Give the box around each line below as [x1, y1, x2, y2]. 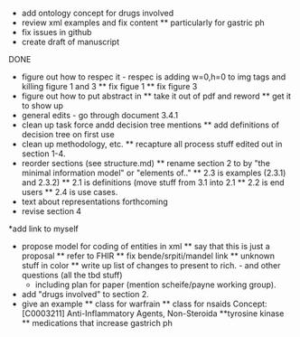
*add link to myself [8, 223, 79, 234]
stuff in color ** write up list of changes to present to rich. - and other [21, 260, 281, 270]
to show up [21, 100, 64, 111]
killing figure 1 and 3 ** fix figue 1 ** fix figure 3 [21, 81, 198, 91]
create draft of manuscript [21, 36, 119, 47]
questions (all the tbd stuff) [21, 270, 123, 280]
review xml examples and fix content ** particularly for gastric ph [21, 17, 266, 28]
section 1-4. [21, 148, 66, 159]
